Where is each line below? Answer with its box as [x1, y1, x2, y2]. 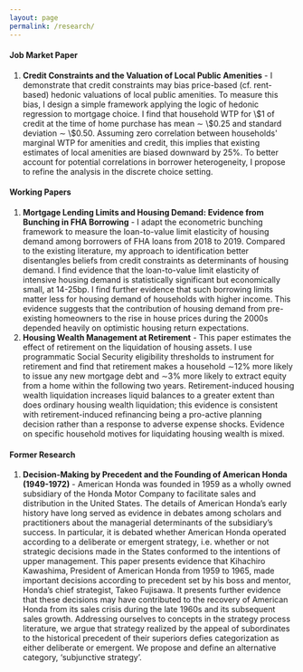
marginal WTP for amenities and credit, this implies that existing [22, 137, 260, 148]
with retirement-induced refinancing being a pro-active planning [22, 408, 262, 419]
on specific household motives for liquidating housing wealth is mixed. [22, 427, 285, 439]
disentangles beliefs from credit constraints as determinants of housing [22, 254, 289, 265]
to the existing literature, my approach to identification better [22, 245, 250, 256]
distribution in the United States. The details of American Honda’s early [22, 498, 288, 509]
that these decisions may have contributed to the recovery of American [22, 594, 289, 605]
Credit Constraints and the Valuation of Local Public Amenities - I [22, 70, 273, 81]
